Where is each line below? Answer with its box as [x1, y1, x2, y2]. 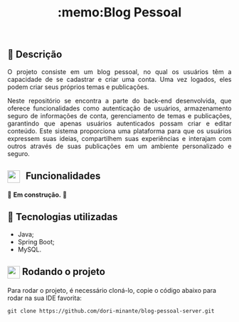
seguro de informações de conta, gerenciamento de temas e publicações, [7, 111, 232, 120]
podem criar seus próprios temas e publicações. [7, 83, 149, 91]
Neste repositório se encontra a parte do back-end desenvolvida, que [7, 96, 232, 105]
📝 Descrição [7, 48, 63, 61]
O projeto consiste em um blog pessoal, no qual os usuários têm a [7, 67, 232, 76]
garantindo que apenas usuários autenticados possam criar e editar [7, 119, 232, 128]
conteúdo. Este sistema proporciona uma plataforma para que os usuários [7, 126, 232, 135]
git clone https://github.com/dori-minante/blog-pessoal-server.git [7, 307, 215, 314]
